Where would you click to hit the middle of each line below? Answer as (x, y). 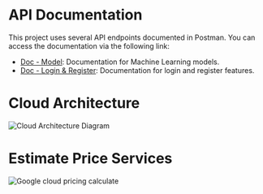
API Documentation (75, 15)
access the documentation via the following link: (89, 45)
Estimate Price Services (91, 159)
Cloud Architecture (74, 103)
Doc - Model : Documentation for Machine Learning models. (120, 62)
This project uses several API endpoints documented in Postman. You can (132, 37)
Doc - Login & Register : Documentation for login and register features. (137, 70)
